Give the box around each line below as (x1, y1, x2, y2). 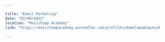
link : (5, 25, 16, 30)
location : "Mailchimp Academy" (5, 21, 69, 25)
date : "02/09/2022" (5, 16, 45, 21)
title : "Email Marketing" (5, 11, 58, 16)
